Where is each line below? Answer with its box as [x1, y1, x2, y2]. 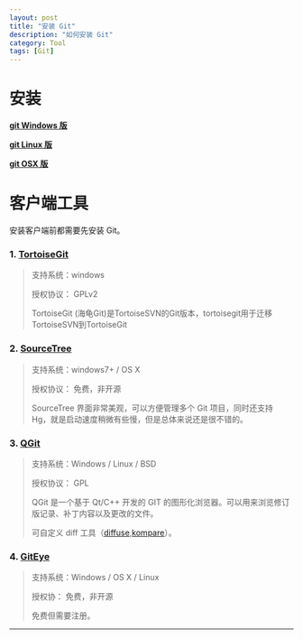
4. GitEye [9, 550, 50, 562]
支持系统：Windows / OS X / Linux [31, 572, 160, 583]
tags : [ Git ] [9, 47, 54, 56]
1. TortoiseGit [9, 247, 69, 260]
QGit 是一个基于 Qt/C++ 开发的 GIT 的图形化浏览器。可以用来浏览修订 [31, 496, 290, 507]
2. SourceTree [9, 342, 72, 355]
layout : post [9, 13, 59, 23]
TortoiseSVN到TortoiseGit [31, 319, 128, 330]
